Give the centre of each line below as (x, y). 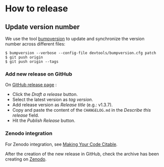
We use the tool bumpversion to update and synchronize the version (75, 39)
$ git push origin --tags (32, 62)
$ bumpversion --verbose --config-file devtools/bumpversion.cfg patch (81, 53)
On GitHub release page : (31, 85)
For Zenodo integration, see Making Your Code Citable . (61, 144)
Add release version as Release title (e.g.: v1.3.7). (62, 105)
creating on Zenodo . (26, 159)
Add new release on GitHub (39, 74)
